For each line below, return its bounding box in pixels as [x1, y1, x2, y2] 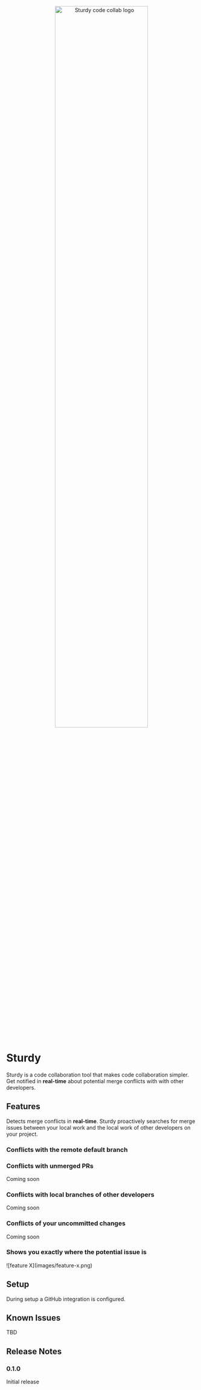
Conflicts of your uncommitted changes [6, 1219, 126, 1228]
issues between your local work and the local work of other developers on [6, 1124, 191, 1131]
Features [6, 1101, 40, 1112]
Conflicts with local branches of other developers [6, 1190, 155, 1199]
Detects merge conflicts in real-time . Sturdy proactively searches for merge [6, 1118, 196, 1125]
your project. [6, 1130, 38, 1137]
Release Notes [6, 1346, 62, 1356]
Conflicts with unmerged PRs [6, 1162, 94, 1170]
